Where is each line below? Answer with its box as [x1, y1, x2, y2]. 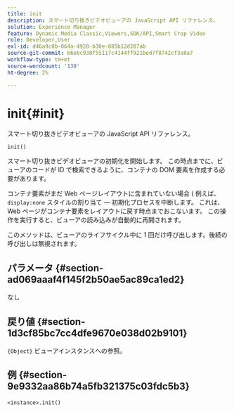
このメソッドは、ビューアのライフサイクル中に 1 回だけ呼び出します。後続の [7, 231, 228, 239]
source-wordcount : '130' [7, 63, 80, 70]
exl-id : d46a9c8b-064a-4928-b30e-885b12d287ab [7, 43, 146, 50]
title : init [7, 10, 42, 18]
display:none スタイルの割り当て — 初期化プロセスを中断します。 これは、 [7, 198, 224, 207]
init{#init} [7, 105, 65, 122]
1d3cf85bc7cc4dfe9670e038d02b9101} [7, 327, 188, 339]
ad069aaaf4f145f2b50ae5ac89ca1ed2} [7, 273, 185, 285]
